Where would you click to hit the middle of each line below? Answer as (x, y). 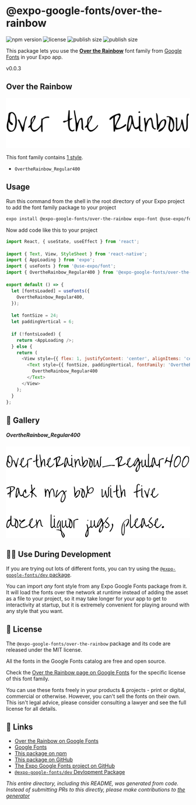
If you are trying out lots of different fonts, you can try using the (83, 568)
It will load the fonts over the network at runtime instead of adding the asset (97, 592)
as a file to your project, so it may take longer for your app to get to (87, 598)
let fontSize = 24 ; (35, 316)
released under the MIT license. (44, 650)
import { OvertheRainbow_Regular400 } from (60, 273)
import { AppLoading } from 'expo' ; (50, 260)
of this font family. (28, 679)
